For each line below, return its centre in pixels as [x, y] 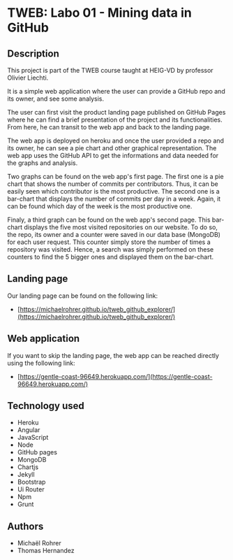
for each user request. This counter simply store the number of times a [109, 242]
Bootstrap [31, 482]
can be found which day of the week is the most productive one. [100, 206]
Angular [29, 430]
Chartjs [28, 467]
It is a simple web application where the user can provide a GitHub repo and [116, 91]
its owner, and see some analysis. [56, 99]
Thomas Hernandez [46, 551]
